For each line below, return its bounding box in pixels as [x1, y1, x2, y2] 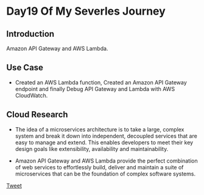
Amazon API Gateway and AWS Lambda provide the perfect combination [15, 157, 198, 164]
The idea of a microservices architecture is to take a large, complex [15, 125, 185, 133]
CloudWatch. [15, 92, 48, 99]
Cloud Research [6, 109, 68, 120]
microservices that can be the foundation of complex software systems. [15, 170, 196, 177]
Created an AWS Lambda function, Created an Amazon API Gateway [15, 78, 187, 86]
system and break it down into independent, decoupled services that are [15, 132, 198, 139]
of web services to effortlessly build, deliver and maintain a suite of [15, 163, 184, 171]
